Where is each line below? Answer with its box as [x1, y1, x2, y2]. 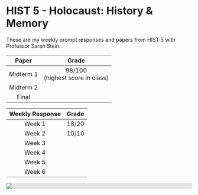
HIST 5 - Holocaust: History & [6, 4, 153, 18]
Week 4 [24, 148, 46, 157]
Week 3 [24, 138, 46, 147]
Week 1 [24, 120, 46, 128]
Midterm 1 [9, 70, 38, 78]
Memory [6, 16, 49, 30]
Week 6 [24, 167, 46, 176]
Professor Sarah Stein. [6, 42, 61, 49]
